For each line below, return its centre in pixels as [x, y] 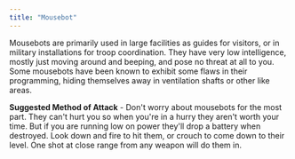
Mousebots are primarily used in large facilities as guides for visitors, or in [144, 43]
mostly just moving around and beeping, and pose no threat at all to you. [142, 61]
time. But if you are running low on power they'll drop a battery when [135, 126]
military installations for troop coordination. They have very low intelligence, [148, 52]
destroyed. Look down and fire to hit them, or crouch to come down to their [147, 135]
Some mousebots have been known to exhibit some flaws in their [128, 71]
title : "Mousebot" [43, 17]
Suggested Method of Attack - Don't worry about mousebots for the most [146, 107]
